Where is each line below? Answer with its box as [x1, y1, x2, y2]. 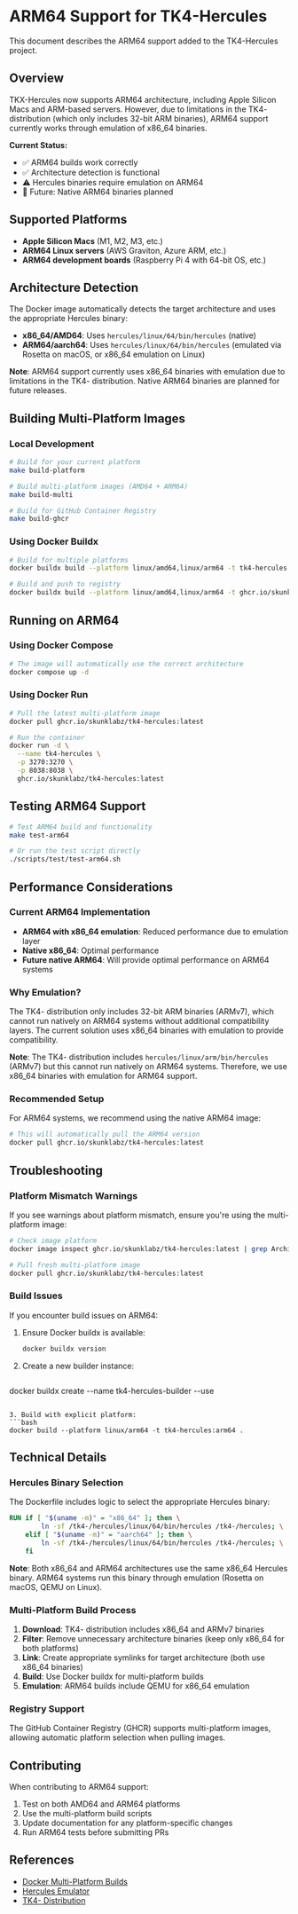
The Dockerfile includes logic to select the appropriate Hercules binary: [9, 1497, 271, 1508]
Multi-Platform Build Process [9, 1603, 137, 1616]
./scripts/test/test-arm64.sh [9, 855, 122, 864]
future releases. [9, 385, 67, 396]
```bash [9, 1418, 38, 1427]
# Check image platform [9, 1236, 98, 1245]
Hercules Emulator [21, 1886, 90, 1896]
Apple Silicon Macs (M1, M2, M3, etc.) [21, 235, 164, 246]
